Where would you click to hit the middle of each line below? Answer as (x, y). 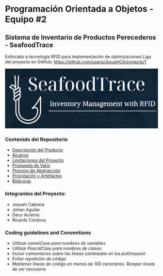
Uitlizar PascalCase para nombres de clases (57, 248)
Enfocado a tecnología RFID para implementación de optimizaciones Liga (78, 57)
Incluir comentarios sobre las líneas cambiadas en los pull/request (79, 254)
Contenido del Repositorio (36, 139)
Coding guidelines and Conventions (48, 233)
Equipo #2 (26, 19)
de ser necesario (29, 269)
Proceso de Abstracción (36, 171)
